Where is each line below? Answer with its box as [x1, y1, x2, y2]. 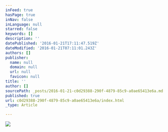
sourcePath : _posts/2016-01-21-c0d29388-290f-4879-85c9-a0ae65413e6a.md [5, 88, 163, 94]
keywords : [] [5, 31, 33, 36]
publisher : [5, 55, 29, 60]
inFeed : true [5, 7, 33, 13]
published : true [5, 93, 40, 98]
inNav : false [5, 17, 33, 22]
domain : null [10, 64, 38, 70]
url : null [10, 70, 31, 75]
